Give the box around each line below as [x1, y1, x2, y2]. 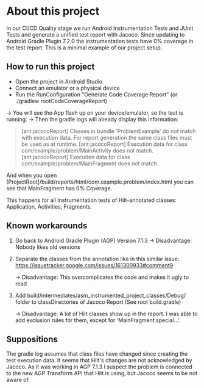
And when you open [6, 171, 57, 179]
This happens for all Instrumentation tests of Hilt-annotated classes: [6, 196, 177, 204]
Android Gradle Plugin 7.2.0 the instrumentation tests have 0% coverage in [6, 37, 194, 45]
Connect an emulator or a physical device [15, 84, 120, 92]
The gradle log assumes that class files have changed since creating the [6, 350, 188, 357]
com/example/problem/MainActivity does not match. [21, 146, 153, 154]
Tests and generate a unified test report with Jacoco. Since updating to [6, 31, 185, 38]
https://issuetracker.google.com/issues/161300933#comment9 [15, 261, 174, 269]
